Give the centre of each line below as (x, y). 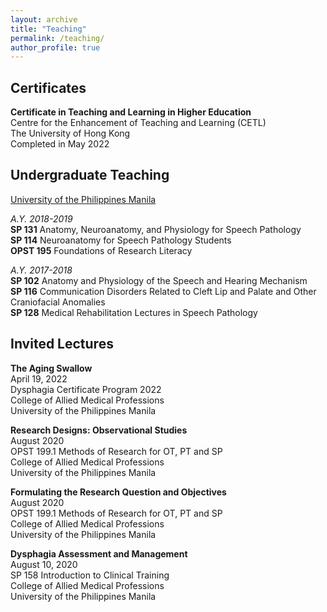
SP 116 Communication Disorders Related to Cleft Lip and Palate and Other (163, 291)
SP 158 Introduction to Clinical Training (90, 575)
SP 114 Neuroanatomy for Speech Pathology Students (121, 240)
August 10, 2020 (44, 564)
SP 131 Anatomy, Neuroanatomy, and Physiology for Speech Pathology (156, 229)
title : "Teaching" (48, 29)
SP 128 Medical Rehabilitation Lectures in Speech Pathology (134, 312)
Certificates (48, 87)
